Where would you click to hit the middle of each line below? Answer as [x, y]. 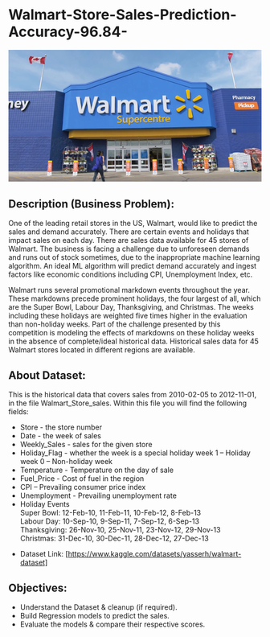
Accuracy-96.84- [68, 32]
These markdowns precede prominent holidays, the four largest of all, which [135, 298]
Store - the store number [61, 427]
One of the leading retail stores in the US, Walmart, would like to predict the [133, 224]
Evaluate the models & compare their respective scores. [112, 624]
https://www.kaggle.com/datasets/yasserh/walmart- [155, 554]
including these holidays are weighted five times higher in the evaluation [128, 316]
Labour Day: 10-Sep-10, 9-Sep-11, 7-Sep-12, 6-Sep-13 [109, 521]
